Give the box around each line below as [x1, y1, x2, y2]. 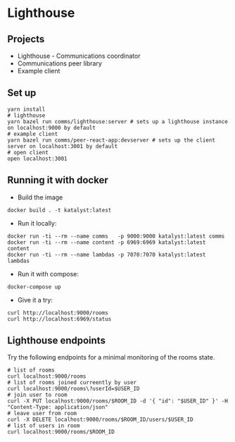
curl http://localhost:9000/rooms [7, 309, 109, 317]
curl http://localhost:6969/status [7, 315, 112, 322]
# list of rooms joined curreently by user [7, 379, 137, 386]
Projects [7, 33, 45, 45]
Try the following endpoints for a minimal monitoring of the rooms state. [7, 353, 215, 362]
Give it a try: [17, 295, 53, 304]
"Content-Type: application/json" [7, 404, 109, 411]
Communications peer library [17, 59, 102, 68]
